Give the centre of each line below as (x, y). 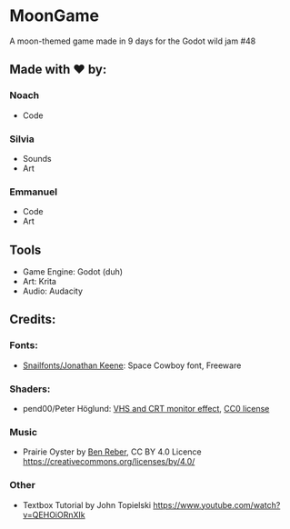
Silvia (22, 139)
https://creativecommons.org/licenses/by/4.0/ (109, 462)
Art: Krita (40, 282)
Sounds (37, 158)
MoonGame (55, 16)
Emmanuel (33, 192)
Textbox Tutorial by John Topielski (87, 504)
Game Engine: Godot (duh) (73, 272)
